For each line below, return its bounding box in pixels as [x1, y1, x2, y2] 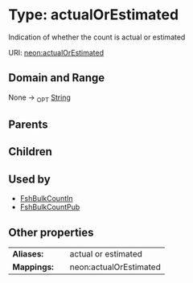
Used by [8, 172, 51, 186]
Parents [8, 117, 48, 131]
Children [8, 145, 52, 158]
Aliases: [12, 248, 44, 259]
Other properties [8, 225, 94, 239]
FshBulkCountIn [19, 194, 74, 203]
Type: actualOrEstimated [8, 6, 179, 24]
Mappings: [12, 261, 55, 273]
